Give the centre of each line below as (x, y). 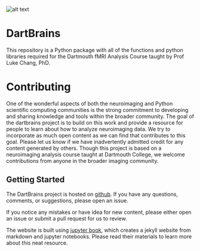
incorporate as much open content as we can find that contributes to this (96, 135)
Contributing (39, 87)
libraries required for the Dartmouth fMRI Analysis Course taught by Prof (95, 56)
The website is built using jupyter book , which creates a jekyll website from (99, 230)
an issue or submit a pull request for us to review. (67, 218)
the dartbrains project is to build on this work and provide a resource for (95, 122)
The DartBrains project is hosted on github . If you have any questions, (92, 194)
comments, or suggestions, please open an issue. (67, 200)
